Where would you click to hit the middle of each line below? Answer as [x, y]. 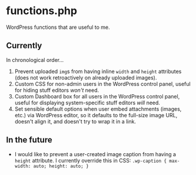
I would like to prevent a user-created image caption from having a [95, 154]
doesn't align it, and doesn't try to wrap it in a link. [75, 121]
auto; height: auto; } [61, 166]
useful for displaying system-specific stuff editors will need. [87, 103]
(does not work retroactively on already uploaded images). [86, 77]
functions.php [42, 11]
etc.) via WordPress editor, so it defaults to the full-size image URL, [96, 115]
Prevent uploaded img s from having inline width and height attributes [98, 71]
